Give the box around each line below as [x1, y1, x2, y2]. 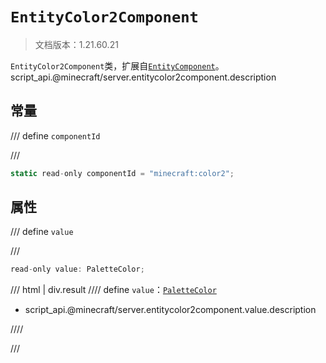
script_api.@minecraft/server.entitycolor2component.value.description [24, 304, 317, 316]
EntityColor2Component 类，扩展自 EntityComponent [10, 59, 216, 72]
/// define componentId [10, 129, 101, 142]
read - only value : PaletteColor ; [10, 264, 145, 275]
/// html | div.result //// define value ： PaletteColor [10, 284, 217, 296]
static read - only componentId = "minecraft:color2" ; [10, 168, 235, 178]
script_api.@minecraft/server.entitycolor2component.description [10, 71, 277, 83]
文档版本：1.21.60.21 [34, 38, 119, 50]
